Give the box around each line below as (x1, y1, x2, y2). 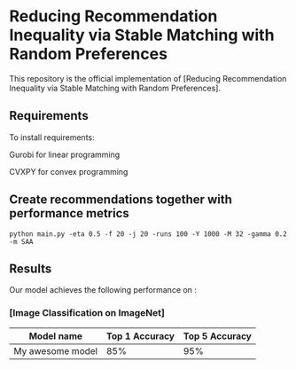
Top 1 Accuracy (105, 330, 175, 342)
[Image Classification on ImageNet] (9, 307, 166, 319)
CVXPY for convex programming (9, 166, 129, 177)
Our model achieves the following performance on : (9, 285, 198, 295)
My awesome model (13, 344, 98, 357)
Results (9, 261, 52, 276)
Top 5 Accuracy (183, 330, 253, 342)
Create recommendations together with (9, 192, 232, 208)
